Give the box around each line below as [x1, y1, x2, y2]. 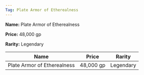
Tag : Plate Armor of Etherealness [5, 7, 79, 13]
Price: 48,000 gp [5, 31, 42, 37]
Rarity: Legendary [5, 41, 44, 47]
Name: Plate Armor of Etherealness [5, 21, 80, 27]
